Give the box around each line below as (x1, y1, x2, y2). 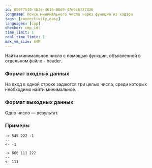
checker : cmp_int (5, 26, 41, 30)
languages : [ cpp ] (5, 21, 41, 26)
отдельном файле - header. (5, 57, 62, 64)
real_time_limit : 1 (5, 35, 45, 40)
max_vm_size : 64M (5, 39, 41, 44)
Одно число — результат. (5, 110, 59, 116)
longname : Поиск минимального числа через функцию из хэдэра (5, 12, 133, 17)
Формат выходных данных (5, 99, 74, 106)
